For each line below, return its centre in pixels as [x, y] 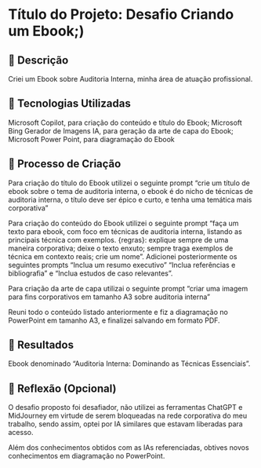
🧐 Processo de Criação [65, 164]
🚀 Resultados [41, 345]
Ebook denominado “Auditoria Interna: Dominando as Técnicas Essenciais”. [129, 364]
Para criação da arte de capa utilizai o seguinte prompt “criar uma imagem [128, 288]
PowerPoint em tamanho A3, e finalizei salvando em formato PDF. [114, 320]
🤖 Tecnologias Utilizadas [69, 104]
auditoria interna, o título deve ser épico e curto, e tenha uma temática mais [130, 199]
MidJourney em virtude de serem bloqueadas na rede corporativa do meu [128, 416]
